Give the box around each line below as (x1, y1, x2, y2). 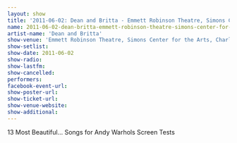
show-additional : (7, 108, 59, 116)
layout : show (7, 10, 46, 18)
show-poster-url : (7, 89, 59, 96)
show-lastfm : (7, 63, 46, 70)
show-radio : (7, 56, 42, 63)
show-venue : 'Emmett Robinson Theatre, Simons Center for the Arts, (7, 37, 213, 44)
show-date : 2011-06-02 (7, 50, 74, 57)
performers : (7, 75, 42, 83)
